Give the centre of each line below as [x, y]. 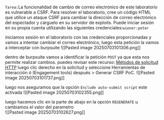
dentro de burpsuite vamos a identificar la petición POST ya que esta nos [77, 57]
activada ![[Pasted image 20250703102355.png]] [54, 92]
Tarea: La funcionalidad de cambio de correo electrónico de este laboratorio [81, 7]
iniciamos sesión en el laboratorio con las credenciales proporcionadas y [78, 37]
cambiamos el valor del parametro [40, 107]
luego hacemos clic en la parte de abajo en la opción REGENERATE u [72, 102]
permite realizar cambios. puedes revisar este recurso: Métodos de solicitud [82, 62]
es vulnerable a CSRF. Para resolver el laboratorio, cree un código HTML [78, 12]
